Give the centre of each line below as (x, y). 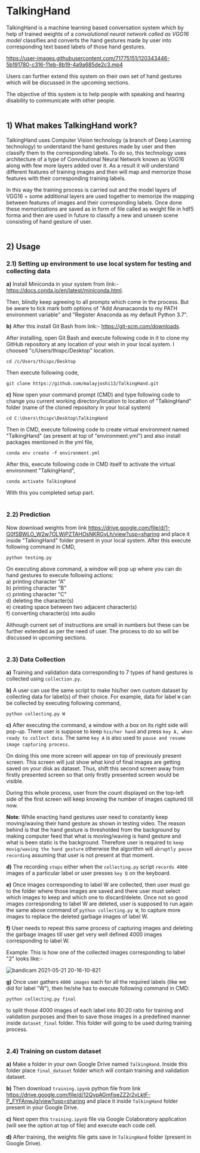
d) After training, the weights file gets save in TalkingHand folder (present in (99, 1137)
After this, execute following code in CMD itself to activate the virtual (90, 464)
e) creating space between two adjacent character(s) (72, 607)
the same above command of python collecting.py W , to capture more (93, 910)
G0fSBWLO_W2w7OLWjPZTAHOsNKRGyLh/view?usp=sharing (83, 534)
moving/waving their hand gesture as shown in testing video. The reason (96, 823)
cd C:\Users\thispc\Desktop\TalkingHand (57, 419)
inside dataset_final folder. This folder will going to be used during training (99, 1023)
